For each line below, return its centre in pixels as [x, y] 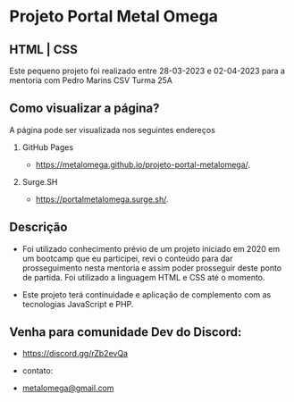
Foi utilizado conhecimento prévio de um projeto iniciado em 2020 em [151, 248]
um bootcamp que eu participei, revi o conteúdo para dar [127, 258]
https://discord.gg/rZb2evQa [75, 354]
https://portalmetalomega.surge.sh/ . [102, 199]
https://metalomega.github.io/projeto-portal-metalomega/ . [143, 164]
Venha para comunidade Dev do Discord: [126, 332]
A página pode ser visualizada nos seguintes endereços [113, 130]
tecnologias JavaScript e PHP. [78, 304]
